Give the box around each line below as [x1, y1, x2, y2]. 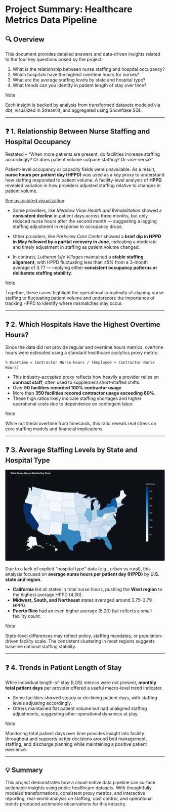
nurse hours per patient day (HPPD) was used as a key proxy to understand [5, 171, 165, 177]
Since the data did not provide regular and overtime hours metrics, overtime [5, 344, 163, 350]
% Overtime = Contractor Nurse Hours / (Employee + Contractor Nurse [5, 360, 155, 365]
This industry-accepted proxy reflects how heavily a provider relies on [12, 374, 159, 380]
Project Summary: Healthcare [5, 4, 133, 15]
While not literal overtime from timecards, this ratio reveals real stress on [5, 420, 157, 426]
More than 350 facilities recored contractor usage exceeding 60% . [12, 390, 156, 396]
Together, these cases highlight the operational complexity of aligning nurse [5, 289, 164, 295]
